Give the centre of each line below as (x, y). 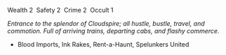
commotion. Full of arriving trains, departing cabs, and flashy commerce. (113, 31)
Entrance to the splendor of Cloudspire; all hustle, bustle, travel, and (106, 23)
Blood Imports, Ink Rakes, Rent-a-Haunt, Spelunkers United (103, 44)
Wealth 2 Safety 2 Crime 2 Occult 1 (60, 10)
